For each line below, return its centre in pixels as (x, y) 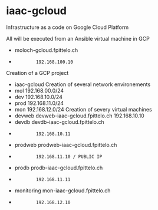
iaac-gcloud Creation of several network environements (83, 84)
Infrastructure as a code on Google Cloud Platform (67, 27)
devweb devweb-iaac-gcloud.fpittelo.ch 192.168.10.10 (79, 116)
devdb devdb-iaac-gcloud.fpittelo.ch (59, 122)
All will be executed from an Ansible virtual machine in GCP (78, 38)
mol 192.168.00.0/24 (39, 90)
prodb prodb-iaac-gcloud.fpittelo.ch (59, 168)
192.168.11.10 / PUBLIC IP (69, 157)
